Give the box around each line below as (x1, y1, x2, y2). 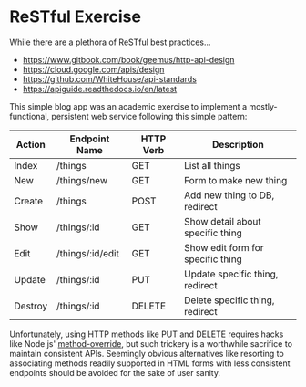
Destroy (14, 299, 48, 312)
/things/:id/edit (56, 246, 120, 259)
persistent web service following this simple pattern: (51, 110, 248, 121)
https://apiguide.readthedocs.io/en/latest (22, 83, 178, 94)
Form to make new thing (183, 173, 288, 186)
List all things (183, 159, 240, 172)
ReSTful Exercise (9, 6, 141, 27)
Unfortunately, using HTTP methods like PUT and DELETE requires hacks (9, 329, 284, 340)
